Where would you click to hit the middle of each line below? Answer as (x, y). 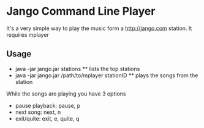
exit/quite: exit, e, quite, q (47, 118)
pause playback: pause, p (48, 105)
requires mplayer (28, 34)
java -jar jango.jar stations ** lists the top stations (77, 69)
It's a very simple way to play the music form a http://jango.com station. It (99, 28)
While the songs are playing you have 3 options (66, 94)
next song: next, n (38, 112)
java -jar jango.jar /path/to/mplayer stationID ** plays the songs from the (107, 75)
